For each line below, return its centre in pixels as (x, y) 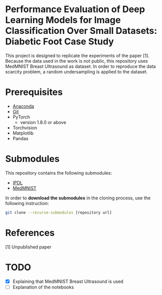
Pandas (21, 138)
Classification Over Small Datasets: (81, 31)
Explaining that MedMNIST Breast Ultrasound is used (68, 281)
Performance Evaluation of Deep (75, 9)
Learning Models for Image (63, 20)
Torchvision (25, 128)
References (30, 233)
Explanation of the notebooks (43, 287)
